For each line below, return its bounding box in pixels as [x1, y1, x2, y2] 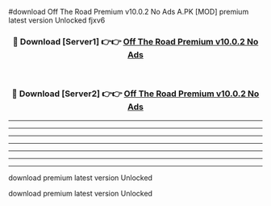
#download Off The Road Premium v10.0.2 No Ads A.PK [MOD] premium [8, 7, 249, 16]
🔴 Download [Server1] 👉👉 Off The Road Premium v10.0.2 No [12, 36, 259, 47]
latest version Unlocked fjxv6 [8, 15, 106, 25]
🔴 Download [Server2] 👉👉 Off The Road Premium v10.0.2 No [11, 88, 260, 99]
